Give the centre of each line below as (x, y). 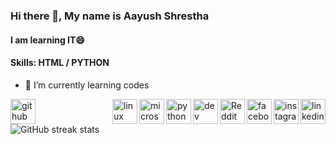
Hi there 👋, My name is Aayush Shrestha (110, 16)
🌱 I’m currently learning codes (87, 85)
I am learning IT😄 (47, 40)
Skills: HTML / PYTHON (60, 63)
